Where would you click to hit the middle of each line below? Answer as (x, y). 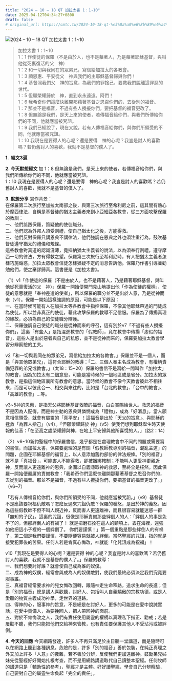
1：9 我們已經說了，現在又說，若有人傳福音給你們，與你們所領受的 (88, 128)
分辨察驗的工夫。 (28, 345)
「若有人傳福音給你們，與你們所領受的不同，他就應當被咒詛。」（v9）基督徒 (84, 497)
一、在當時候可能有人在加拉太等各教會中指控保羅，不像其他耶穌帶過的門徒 (84, 306)
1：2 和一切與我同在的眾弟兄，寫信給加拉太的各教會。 (74, 70)
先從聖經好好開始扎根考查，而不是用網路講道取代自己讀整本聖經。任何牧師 (88, 660)
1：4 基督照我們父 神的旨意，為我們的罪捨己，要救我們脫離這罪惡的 (90, 83)
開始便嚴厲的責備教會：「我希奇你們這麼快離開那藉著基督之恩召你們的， (89, 474)
